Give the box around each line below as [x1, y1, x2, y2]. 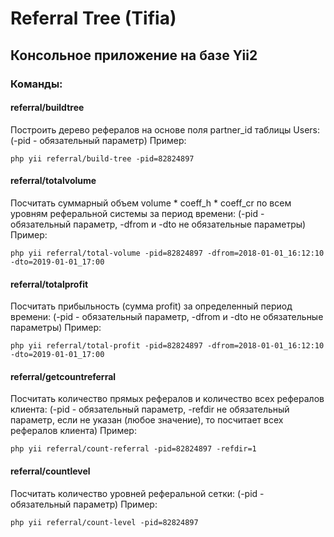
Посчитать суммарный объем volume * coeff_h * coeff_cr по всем [10, 197, 292, 209]
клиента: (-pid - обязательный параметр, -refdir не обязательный [10, 403, 290, 416]
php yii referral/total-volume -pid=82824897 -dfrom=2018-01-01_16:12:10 [10, 248, 325, 258]
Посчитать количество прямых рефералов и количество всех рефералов [10, 393, 325, 405]
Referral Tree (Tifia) [10, 7, 177, 30]
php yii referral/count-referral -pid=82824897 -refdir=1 [10, 444, 257, 454]
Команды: [10, 77, 63, 91]
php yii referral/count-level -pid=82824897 [10, 517, 199, 527]
